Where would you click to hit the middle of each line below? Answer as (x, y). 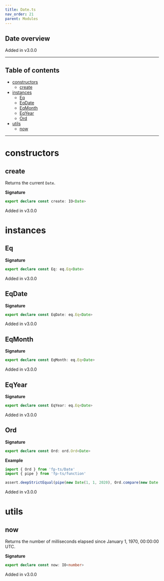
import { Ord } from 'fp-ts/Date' (40, 469)
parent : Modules (21, 19)
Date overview (28, 38)
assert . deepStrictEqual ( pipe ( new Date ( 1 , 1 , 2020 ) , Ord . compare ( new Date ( (83, 483)
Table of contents (32, 70)
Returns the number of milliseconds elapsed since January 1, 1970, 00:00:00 (82, 541)
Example (14, 460)
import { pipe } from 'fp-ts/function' (46, 474)
